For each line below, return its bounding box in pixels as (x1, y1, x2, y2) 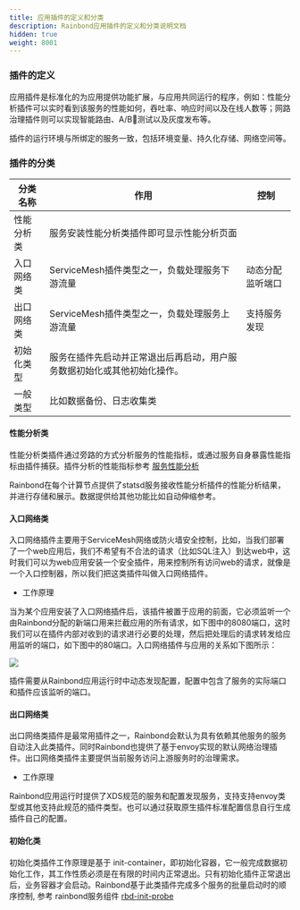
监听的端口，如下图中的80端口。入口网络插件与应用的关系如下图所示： (16, 640, 278, 651)
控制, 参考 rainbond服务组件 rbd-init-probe (16, 890, 174, 901)
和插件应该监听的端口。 (9, 686, 96, 698)
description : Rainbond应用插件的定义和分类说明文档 (9, 21, 187, 30)
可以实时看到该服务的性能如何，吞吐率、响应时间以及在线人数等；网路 (32, 102, 291, 113)
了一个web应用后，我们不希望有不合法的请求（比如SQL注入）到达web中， (9, 546, 283, 557)
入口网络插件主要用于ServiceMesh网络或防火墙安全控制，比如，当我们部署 (9, 534, 285, 546)
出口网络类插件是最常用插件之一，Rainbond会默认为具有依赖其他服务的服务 (9, 730, 287, 741)
